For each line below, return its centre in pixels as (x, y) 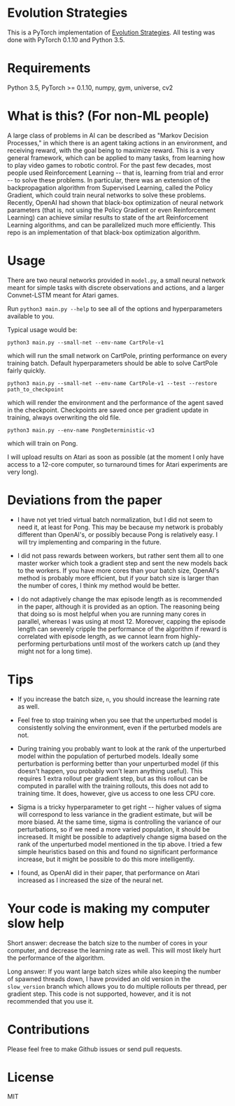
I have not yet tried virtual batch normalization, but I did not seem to (115, 519)
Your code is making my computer (108, 908)
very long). (23, 472)
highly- (191, 636)
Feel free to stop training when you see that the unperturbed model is (117, 720)
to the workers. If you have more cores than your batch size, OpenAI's (118, 571)
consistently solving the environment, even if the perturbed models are (120, 727)
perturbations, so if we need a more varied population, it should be (113, 829)
